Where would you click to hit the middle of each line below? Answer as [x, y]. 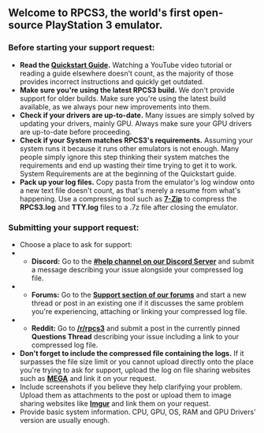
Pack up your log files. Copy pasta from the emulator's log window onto [137, 182]
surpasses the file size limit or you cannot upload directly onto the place [136, 361]
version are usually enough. [65, 420]
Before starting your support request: [82, 48]
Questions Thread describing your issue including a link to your [135, 336]
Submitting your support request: [74, 228]
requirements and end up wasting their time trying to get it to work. [128, 165]
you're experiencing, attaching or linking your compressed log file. [139, 311]
